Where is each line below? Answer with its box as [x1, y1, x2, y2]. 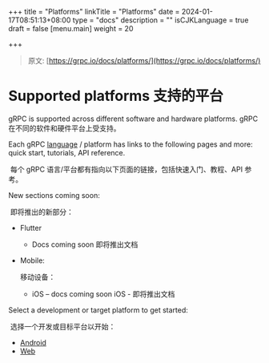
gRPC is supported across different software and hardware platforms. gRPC [8, 114, 259, 123]
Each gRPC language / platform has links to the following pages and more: [8, 139, 254, 149]
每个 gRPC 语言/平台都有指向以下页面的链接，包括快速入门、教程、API [10, 164, 243, 174]
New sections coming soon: [8, 190, 100, 200]
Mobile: [19, 256, 46, 265]
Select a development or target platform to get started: [8, 305, 188, 315]
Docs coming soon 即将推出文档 [31, 240, 139, 249]
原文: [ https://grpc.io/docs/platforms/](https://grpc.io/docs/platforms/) [27, 56, 261, 65]
